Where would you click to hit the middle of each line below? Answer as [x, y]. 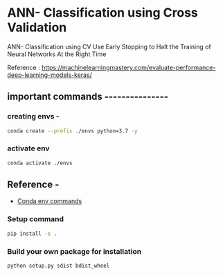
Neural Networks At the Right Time [57, 54]
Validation [37, 27]
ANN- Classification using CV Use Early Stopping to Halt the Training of [109, 46]
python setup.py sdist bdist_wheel [59, 266]
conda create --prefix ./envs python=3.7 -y [72, 131]
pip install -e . [32, 234]
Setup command [36, 219]
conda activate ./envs [40, 163]
